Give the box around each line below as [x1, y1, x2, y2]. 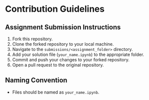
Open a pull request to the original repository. [12, 62, 104, 68]
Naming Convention [5, 76, 68, 84]
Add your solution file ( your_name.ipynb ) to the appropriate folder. [12, 51, 145, 57]
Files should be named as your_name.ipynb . [12, 89, 99, 95]
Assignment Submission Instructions [5, 23, 121, 31]
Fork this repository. [12, 36, 53, 42]
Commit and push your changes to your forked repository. [12, 57, 130, 62]
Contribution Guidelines [5, 3, 105, 15]
